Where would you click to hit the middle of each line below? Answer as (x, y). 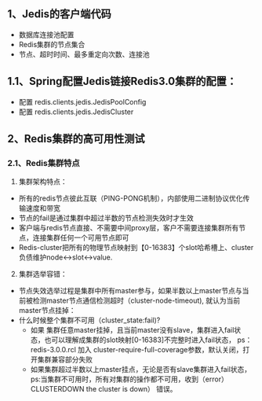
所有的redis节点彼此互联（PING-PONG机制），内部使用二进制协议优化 (131, 198)
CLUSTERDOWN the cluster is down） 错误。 (104, 389)
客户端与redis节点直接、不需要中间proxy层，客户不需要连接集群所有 (129, 228)
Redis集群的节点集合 (52, 44)
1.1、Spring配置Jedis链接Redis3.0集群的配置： (122, 81)
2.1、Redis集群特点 (44, 163)
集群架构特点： (43, 182)
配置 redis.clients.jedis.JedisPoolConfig (82, 101)
